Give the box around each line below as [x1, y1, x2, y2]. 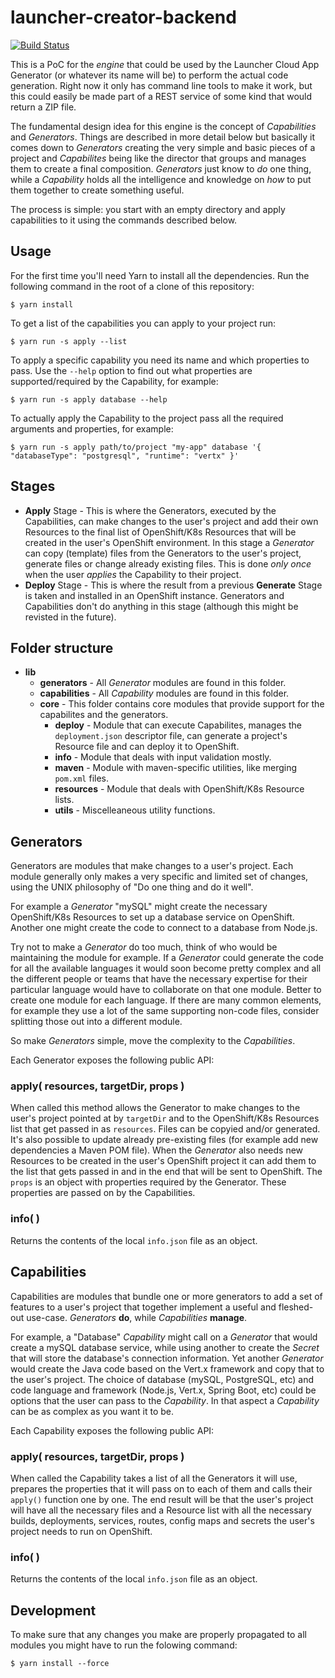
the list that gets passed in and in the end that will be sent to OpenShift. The [10, 1166, 323, 1178]
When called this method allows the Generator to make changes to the [10, 1102, 301, 1114]
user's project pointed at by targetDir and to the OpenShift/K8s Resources [10, 1112, 320, 1125]
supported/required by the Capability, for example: [10, 375, 219, 387]
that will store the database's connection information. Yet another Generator [10, 1352, 324, 1364]
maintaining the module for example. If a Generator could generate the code [10, 952, 324, 964]
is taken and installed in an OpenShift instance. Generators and [24, 589, 285, 601]
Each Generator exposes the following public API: [10, 1054, 215, 1066]
